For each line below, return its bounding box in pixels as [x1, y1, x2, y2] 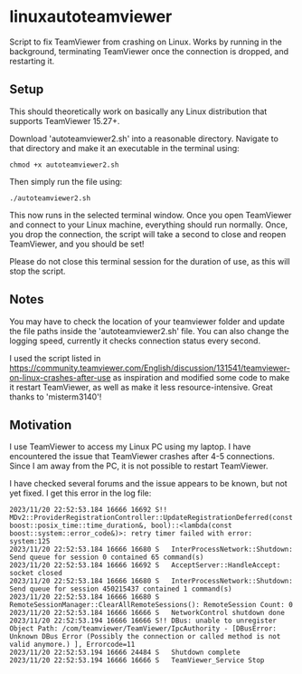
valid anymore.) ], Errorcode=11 [9, 640, 136, 650]
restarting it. [9, 55, 55, 66]
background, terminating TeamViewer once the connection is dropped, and [9, 45, 289, 56]
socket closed [9, 569, 63, 578]
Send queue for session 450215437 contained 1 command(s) [9, 584, 232, 594]
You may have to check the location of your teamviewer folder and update [9, 315, 285, 327]
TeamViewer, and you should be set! [9, 238, 145, 249]
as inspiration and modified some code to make [112, 371, 290, 382]
